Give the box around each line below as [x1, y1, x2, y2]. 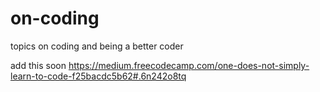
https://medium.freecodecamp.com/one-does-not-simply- [68, 59, 310, 71]
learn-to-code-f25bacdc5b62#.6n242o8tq [10, 70, 187, 82]
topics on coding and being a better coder [10, 40, 184, 52]
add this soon [10, 59, 67, 71]
